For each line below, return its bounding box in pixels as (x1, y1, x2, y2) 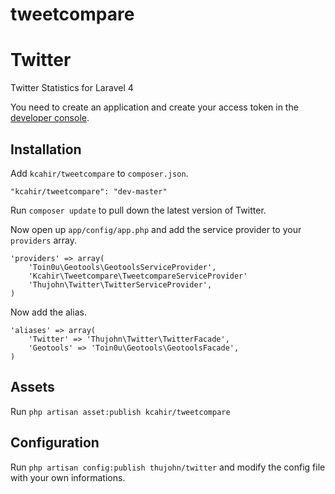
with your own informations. (10, 471, 126, 483)
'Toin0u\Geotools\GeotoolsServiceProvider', (28, 262, 217, 272)
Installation (10, 141, 82, 158)
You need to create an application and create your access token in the (10, 101, 299, 113)
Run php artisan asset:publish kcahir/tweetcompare (10, 405, 231, 417)
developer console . (10, 112, 90, 124)
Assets (10, 379, 55, 396)
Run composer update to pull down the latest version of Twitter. (10, 204, 267, 216)
